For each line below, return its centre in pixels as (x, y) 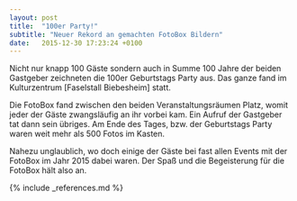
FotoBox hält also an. (48, 170)
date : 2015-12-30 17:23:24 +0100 (76, 43)
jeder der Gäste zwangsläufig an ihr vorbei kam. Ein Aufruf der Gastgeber (146, 114)
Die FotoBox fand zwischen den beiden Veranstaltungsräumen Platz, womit (149, 105)
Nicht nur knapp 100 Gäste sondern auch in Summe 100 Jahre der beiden (145, 69)
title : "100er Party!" (54, 26)
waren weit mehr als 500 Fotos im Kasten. (87, 134)
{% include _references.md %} (67, 188)
